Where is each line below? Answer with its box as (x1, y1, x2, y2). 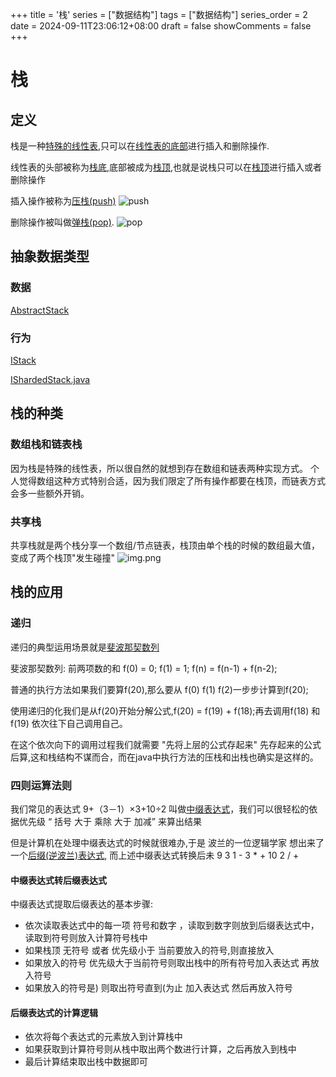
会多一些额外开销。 (10, 487, 90, 499)
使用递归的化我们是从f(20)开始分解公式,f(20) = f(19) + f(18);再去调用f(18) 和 (10, 704, 321, 717)
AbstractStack (10, 304, 70, 316)
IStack (10, 354, 37, 366)
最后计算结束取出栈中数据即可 (24, 1056, 148, 1068)
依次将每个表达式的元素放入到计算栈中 (24, 1031, 183, 1043)
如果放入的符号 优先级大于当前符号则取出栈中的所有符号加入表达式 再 (24, 957, 311, 969)
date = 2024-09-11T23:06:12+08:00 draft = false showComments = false (10, 20, 312, 32)
